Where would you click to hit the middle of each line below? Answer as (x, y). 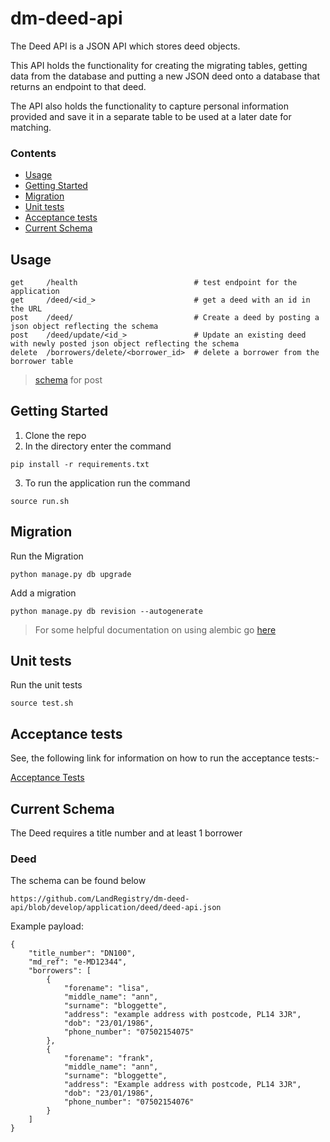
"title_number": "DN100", (82, 953)
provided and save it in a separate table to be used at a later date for (151, 116)
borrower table (42, 362)
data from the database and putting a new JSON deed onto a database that (165, 76)
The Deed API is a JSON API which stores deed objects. (125, 46)
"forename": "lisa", (106, 988)
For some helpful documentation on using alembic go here (155, 629)
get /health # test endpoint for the (154, 283)
